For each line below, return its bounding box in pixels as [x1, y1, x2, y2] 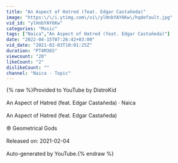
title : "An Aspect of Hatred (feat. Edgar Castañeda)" [6, 8, 146, 15]
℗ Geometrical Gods [6, 125, 58, 132]
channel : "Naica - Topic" [6, 70, 71, 76]
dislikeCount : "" [6, 64, 50, 71]
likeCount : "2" [6, 59, 44, 65]
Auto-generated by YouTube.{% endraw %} [6, 150, 114, 158]
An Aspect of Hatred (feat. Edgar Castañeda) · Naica [6, 99, 136, 107]
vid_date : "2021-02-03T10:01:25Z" [6, 43, 93, 49]
